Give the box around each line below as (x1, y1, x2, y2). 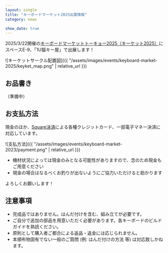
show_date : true (5, 26, 39, 31)
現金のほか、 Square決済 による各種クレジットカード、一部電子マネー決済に (5, 124, 161, 130)
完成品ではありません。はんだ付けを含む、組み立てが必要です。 (12, 211, 144, 217)
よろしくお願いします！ (5, 180, 54, 186)
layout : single (5, 7, 37, 13)
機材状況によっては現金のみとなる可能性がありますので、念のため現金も (12, 157, 162, 163)
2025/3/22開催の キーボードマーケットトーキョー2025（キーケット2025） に (5, 40, 163, 46)
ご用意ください (12, 163, 44, 169)
